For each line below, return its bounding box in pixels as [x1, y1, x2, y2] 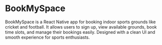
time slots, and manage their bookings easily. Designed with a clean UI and [5, 29, 156, 35]
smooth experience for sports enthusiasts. [5, 34, 90, 40]
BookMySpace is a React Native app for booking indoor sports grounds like [5, 19, 156, 25]
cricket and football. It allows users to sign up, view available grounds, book [5, 24, 157, 30]
